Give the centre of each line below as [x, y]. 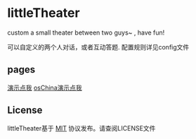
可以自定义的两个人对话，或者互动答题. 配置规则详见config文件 [98, 47]
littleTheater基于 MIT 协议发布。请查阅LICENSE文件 [81, 128]
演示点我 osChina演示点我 [45, 87]
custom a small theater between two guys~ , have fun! [86, 32]
